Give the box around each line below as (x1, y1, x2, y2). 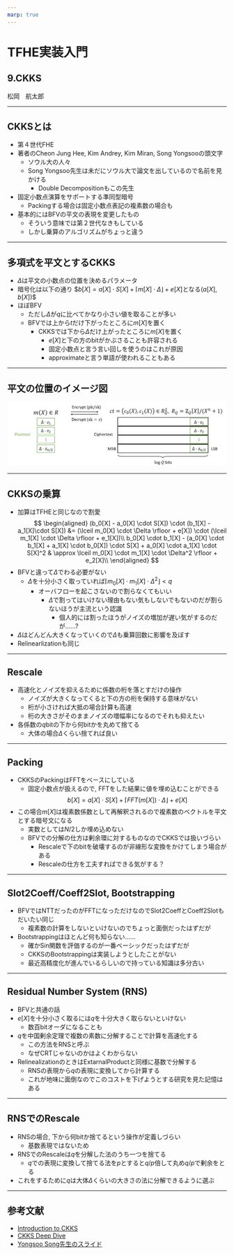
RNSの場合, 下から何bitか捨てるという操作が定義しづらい (17, 1132, 181, 1141)
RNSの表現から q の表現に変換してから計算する (27, 1066, 160, 1074)
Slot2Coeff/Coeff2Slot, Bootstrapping (7, 887, 175, 899)
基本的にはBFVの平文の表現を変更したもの (17, 210, 139, 219)
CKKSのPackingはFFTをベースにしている (17, 776, 135, 784)
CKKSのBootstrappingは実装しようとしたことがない (27, 950, 177, 959)
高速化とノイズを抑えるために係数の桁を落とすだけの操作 (17, 685, 182, 694)
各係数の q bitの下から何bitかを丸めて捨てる (17, 720, 140, 729)
